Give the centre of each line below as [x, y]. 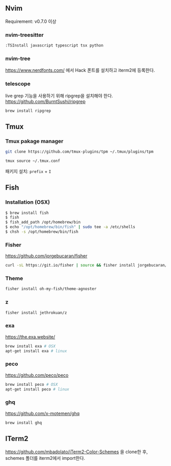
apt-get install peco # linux [37, 389]
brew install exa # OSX [31, 346]
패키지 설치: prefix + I [28, 171]
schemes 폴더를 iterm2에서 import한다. [45, 458]
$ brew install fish [27, 213]
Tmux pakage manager [34, 141]
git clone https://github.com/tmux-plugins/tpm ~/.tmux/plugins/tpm [79, 152]
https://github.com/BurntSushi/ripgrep [45, 101]
